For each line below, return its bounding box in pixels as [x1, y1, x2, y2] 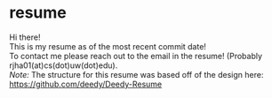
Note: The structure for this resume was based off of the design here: [9, 69, 264, 79]
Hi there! [9, 32, 41, 42]
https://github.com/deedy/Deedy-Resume [9, 79, 163, 89]
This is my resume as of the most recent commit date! [9, 41, 207, 51]
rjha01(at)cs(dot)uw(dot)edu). [9, 60, 118, 71]
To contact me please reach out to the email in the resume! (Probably [9, 50, 263, 61]
